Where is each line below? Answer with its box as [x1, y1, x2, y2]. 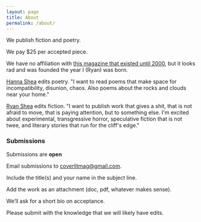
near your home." [6, 91, 49, 98]
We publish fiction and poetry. [6, 37, 81, 44]
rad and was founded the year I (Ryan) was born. [6, 66, 129, 74]
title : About [6, 14, 39, 21]
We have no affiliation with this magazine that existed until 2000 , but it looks [6, 60, 196, 67]
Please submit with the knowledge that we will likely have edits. [6, 209, 164, 216]
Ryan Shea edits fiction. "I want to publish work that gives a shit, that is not [6, 103, 192, 110]
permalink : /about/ [6, 20, 56, 26]
